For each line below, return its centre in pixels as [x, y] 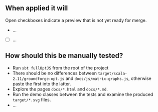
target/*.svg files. [32, 99]
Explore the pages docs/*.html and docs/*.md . [60, 89]
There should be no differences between [54, 73]
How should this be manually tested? [64, 56]
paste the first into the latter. [42, 83]
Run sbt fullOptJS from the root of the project [60, 67]
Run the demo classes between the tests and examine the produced [83, 94]
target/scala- [112, 73]
